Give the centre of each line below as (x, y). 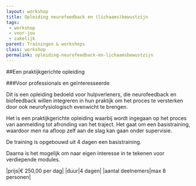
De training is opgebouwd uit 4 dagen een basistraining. (74, 142)
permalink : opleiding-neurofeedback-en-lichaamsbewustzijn (80, 55)
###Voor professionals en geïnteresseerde (58, 83)
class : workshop (26, 50)
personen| (18, 177)
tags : (13, 22)
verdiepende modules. (33, 159)
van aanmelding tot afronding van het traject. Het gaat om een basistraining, (98, 124)
